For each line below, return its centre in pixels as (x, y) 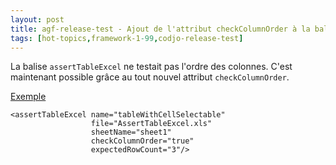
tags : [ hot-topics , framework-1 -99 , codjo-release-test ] (127, 38)
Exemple (28, 97)
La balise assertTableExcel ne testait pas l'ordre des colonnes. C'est (151, 67)
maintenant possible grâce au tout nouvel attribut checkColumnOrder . (150, 77)
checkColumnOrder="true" (142, 141)
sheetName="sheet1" (131, 132)
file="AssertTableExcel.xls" (151, 124)
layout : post (37, 19)
